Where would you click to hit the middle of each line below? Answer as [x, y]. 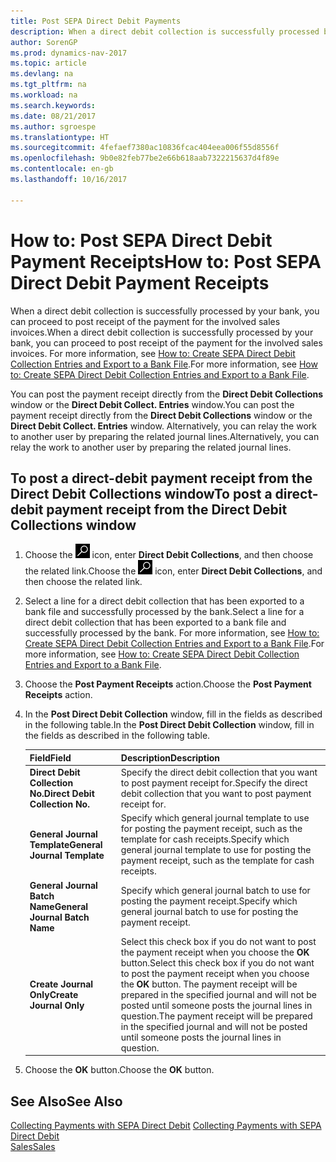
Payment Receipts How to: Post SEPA [166, 261]
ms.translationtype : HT [60, 137]
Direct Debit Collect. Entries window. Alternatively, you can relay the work [163, 426]
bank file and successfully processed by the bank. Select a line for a [164, 612]
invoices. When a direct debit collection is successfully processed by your [162, 332]
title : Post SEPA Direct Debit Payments [96, 21]
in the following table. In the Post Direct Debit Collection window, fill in [169, 725]
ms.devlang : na [42, 74]
